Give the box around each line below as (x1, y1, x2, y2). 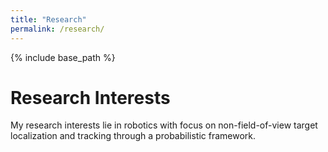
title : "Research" (10, 14, 87, 25)
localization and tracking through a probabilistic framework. (10, 130, 257, 142)
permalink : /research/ (10, 24, 105, 34)
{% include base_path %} (10, 51, 116, 63)
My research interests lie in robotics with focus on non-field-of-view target (10, 119, 318, 131)
